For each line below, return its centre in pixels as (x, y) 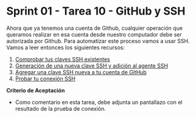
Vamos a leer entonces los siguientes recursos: (66, 47)
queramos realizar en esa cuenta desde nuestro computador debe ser (94, 34)
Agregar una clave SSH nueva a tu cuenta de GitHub (81, 72)
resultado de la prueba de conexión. (61, 108)
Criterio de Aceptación (36, 90)
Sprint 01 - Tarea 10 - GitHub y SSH (96, 11)
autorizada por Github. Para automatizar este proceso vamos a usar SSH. (98, 41)
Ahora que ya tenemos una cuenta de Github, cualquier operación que (95, 28)
